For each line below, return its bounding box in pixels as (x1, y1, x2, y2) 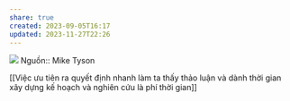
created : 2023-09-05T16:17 (9, 21, 111, 30)
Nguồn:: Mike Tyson (20, 55, 95, 66)
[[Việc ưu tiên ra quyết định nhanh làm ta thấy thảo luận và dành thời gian (9, 72, 282, 83)
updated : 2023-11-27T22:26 (9, 29, 111, 38)
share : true (9, 13, 54, 22)
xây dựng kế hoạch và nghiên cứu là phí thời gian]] (9, 82, 198, 93)
